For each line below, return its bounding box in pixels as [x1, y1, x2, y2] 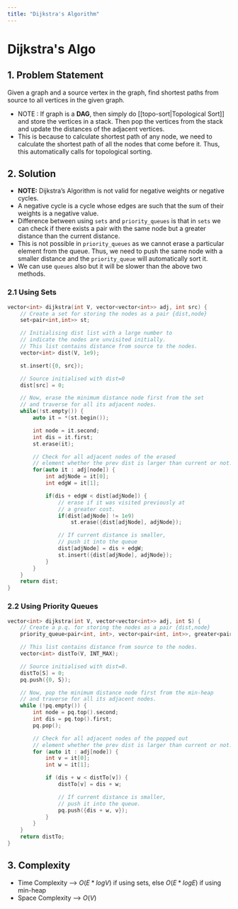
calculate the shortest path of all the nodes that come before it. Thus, [17, 139, 220, 148]
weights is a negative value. [17, 209, 99, 217]
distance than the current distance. [17, 232, 120, 240]
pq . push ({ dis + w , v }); [57, 807, 129, 814]
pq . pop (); [33, 722, 62, 729]
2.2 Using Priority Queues [7, 601, 98, 611]
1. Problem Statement [7, 69, 104, 82]
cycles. [17, 194, 39, 203]
